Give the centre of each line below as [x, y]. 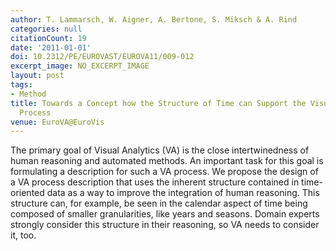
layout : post [37, 76]
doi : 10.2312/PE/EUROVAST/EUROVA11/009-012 [102, 57]
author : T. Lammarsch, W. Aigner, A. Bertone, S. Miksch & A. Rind [154, 19]
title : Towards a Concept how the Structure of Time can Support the [158, 103]
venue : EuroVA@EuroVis [57, 122]
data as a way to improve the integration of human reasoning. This [183, 193]
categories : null [46, 29]
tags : [21, 85]
